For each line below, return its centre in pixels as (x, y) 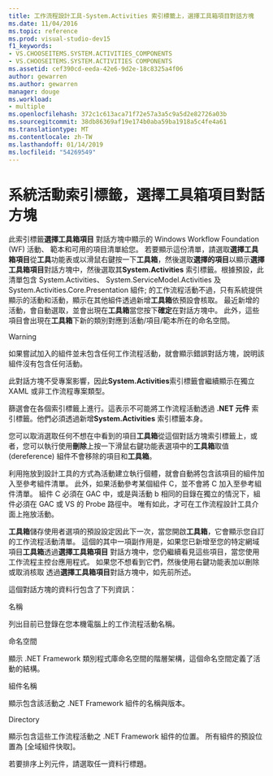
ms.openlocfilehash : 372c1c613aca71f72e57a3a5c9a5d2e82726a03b (118, 115)
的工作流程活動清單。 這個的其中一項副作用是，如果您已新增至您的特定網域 (134, 542)
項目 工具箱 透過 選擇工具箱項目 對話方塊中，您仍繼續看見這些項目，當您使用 (134, 552)
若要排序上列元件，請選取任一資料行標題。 (80, 764)
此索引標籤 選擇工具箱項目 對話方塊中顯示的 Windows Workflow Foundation (134, 239)
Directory (24, 720)
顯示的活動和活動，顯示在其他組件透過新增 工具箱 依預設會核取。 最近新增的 (134, 300)
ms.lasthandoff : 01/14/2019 (56, 144)
